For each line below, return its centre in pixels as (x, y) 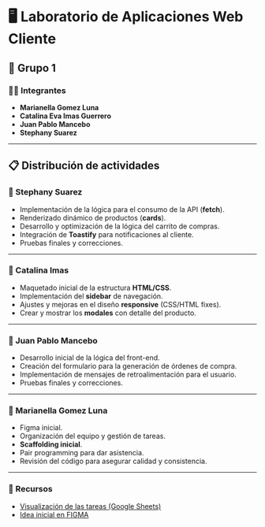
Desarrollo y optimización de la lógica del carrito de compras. (119, 226)
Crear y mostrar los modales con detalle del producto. (108, 313)
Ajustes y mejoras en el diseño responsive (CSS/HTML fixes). (120, 304)
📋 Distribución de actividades (84, 166)
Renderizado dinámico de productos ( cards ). (93, 217)
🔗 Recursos (30, 489)
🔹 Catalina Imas (39, 270)
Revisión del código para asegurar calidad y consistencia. (113, 461)
